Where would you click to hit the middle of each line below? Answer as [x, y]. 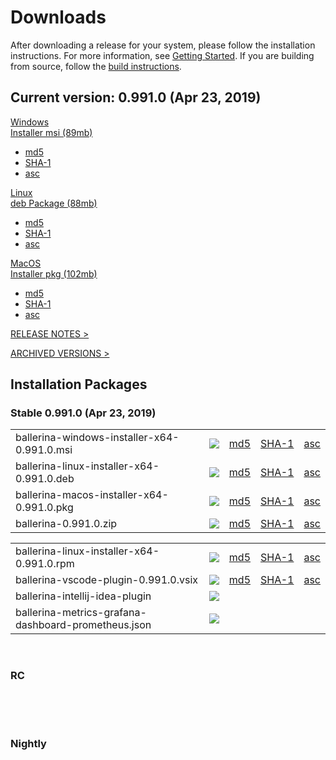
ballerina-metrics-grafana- [81, 613]
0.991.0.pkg [44, 508]
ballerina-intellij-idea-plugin [83, 596]
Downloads [58, 17]
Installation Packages [79, 384]
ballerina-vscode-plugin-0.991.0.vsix [107, 580]
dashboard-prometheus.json [83, 625]
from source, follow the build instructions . [96, 66]
